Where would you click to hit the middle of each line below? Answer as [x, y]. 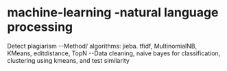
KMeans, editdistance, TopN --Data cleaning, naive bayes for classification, [114, 53]
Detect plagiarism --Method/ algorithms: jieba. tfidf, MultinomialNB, [102, 46]
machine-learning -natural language [113, 13]
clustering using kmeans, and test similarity [69, 60]
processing [40, 27]
